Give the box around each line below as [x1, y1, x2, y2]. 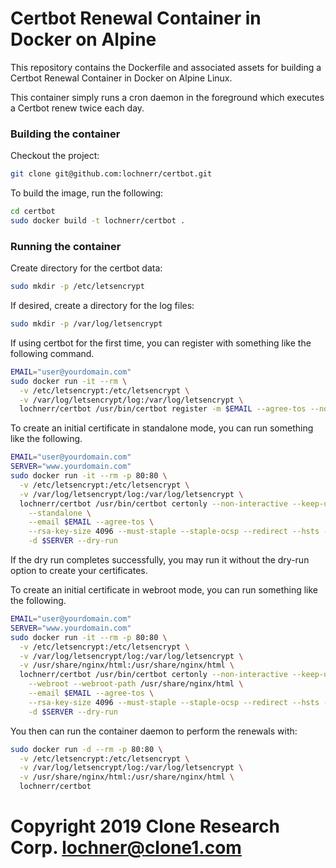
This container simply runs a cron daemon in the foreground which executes [10, 91, 325, 103]
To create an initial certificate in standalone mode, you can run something [10, 422, 314, 434]
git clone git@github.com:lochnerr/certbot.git [10, 169, 213, 179]
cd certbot [10, 207, 56, 217]
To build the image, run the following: [10, 187, 164, 199]
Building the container [10, 127, 121, 141]
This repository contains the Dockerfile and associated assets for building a [10, 61, 322, 73]
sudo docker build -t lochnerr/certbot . [10, 215, 186, 226]
